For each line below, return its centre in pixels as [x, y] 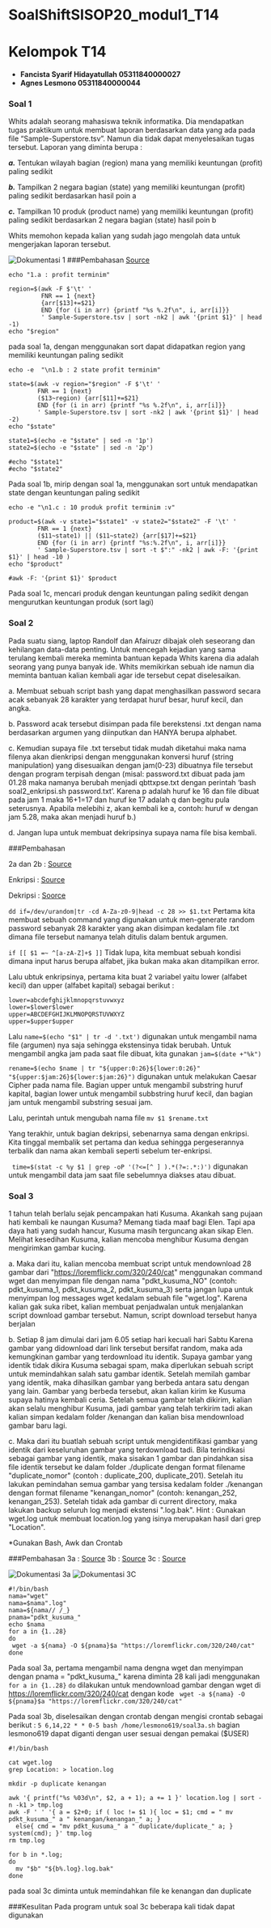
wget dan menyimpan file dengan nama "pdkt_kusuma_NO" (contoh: [123, 1281]
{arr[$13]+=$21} [68, 304]
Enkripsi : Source [37, 879]
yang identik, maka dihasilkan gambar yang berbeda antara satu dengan [129, 1382]
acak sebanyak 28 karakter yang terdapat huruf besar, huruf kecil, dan [126, 699]
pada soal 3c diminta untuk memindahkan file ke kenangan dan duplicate [130, 1891]
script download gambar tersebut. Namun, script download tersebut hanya [133, 1315]
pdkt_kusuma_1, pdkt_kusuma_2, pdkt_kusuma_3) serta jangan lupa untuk [131, 1289]
